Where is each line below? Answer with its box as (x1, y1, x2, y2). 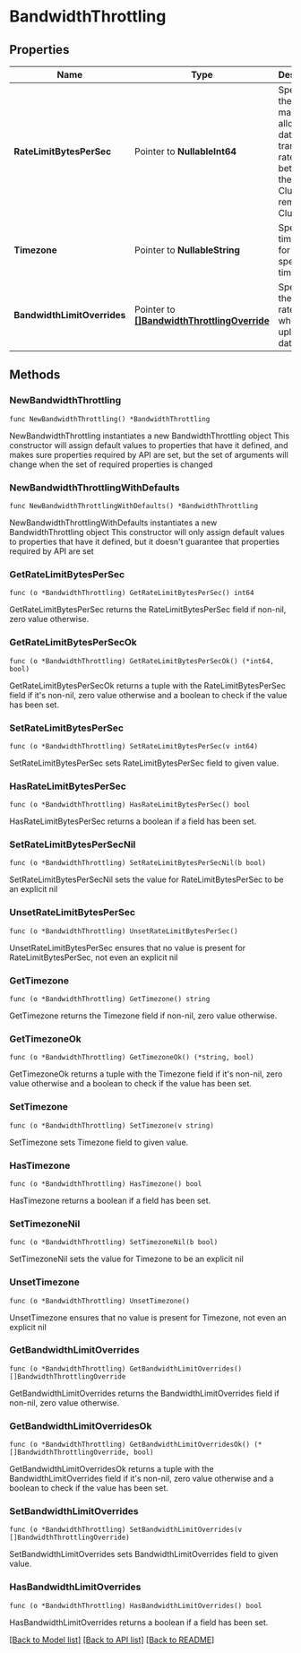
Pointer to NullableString (133, 244, 240, 256)
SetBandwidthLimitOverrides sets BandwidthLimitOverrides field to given (9, 1549, 279, 1560)
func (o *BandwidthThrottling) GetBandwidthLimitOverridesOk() (9, 1441, 251, 1450)
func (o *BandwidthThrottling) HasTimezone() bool (9, 1179, 202, 1189)
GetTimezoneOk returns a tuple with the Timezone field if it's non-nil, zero (9, 1069, 283, 1079)
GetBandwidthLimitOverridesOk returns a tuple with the (9, 1464, 214, 1475)
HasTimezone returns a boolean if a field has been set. (9, 1195, 211, 1206)
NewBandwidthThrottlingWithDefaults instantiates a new (9, 517, 218, 528)
